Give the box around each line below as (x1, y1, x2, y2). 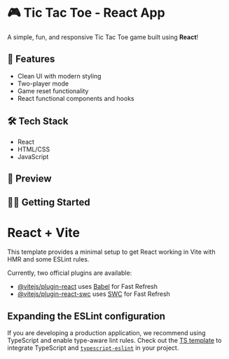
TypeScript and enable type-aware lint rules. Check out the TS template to (7, 337, 222, 345)
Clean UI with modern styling (17, 72, 102, 80)
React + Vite (7, 224, 81, 241)
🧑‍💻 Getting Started (7, 196, 90, 208)
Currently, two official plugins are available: (7, 269, 132, 277)
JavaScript (17, 152, 49, 161)
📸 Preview (7, 172, 52, 184)
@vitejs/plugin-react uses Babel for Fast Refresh (17, 283, 158, 291)
